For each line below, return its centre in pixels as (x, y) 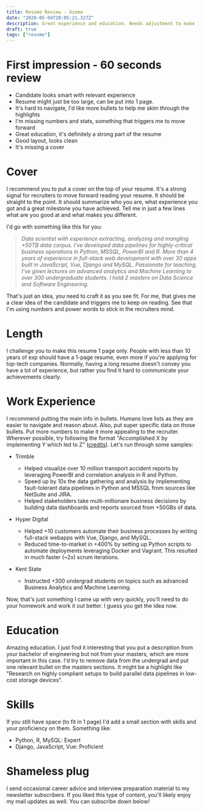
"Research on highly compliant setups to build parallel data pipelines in (95, 673)
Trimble (25, 456)
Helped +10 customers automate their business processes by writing (110, 531)
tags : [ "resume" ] (28, 35)
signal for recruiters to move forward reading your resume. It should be (95, 195)
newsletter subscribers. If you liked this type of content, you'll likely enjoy (99, 794)
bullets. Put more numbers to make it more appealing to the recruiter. (93, 431)
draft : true (21, 29)
